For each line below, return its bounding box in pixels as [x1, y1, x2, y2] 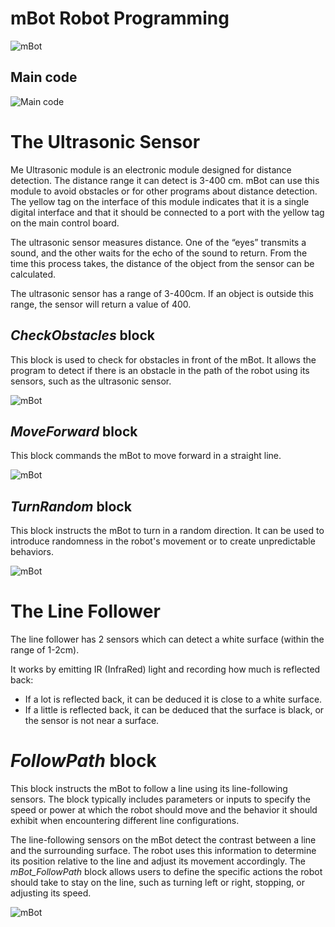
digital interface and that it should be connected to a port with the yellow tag [10, 206, 325, 218]
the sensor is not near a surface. [24, 715, 160, 727]
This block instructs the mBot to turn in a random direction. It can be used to [10, 525, 325, 537]
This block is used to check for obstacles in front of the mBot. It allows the [10, 353, 317, 366]
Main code [10, 69, 78, 86]
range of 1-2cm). [10, 644, 80, 656]
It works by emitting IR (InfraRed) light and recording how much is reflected [10, 663, 321, 676]
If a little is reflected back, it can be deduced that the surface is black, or [24, 704, 325, 716]
